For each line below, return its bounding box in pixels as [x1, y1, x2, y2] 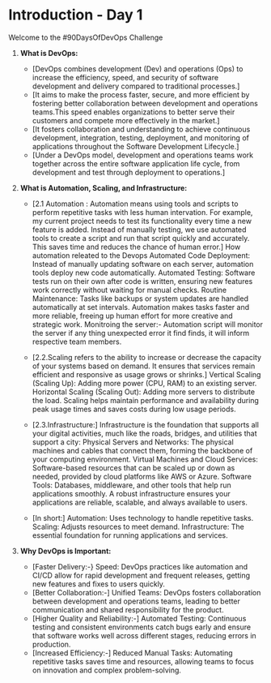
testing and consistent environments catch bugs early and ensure [32, 622, 252, 632]
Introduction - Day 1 [8, 6, 143, 24]
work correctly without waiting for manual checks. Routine [32, 285, 227, 294]
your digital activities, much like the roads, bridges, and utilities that [32, 428, 257, 438]
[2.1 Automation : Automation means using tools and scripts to [32, 199, 239, 208]
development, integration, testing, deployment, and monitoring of [32, 132, 249, 143]
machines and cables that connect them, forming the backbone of [32, 445, 253, 455]
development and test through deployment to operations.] [32, 167, 226, 177]
